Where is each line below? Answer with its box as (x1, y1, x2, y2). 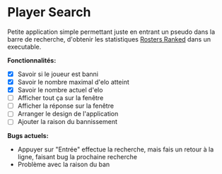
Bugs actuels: (7, 132, 49, 140)
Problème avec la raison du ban (17, 160, 110, 169)
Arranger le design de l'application (17, 110, 119, 118)
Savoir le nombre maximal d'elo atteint (17, 78, 129, 86)
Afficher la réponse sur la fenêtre (17, 101, 115, 110)
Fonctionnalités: (7, 56, 57, 64)
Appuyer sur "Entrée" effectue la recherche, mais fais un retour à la (17, 145, 214, 154)
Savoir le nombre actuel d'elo (17, 86, 103, 94)
